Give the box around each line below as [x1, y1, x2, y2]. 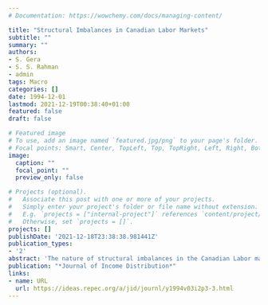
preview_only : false [15, 174, 84, 182]
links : [8, 269, 30, 277]
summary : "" [8, 41, 48, 49]
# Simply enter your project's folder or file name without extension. [8, 203, 259, 211]
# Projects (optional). [8, 188, 88, 196]
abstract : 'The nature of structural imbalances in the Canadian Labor [8, 255, 251, 263]
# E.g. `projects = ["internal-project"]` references [8, 210, 198, 218]
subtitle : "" [8, 33, 52, 41]
